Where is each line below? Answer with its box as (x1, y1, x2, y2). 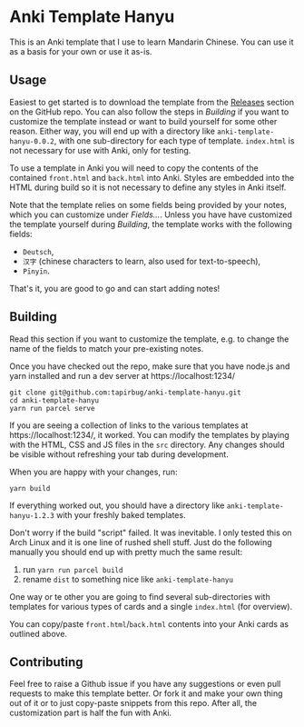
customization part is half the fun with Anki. (9, 707, 172, 719)
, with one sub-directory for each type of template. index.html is (54, 134, 295, 146)
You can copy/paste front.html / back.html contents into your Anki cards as (9, 618, 289, 629)
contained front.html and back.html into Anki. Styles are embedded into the (9, 172, 295, 183)
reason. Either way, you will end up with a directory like (9, 125, 216, 136)
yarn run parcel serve (9, 403, 95, 413)
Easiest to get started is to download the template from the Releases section (9, 96, 295, 107)
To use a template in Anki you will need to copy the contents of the (9, 162, 259, 174)
